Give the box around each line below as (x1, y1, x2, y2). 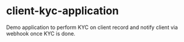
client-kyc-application (6, 4, 119, 18)
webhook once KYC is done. (6, 30, 76, 37)
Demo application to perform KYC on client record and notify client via (6, 24, 178, 31)
